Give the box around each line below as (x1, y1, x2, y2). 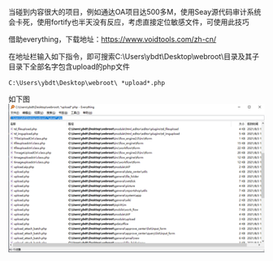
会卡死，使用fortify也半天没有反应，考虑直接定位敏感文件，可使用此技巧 (8, 17, 249, 27)
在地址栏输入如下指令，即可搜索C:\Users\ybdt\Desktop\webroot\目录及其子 (8, 52, 260, 61)
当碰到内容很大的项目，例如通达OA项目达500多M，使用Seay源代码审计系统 (8, 7, 262, 16)
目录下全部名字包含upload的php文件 (8, 62, 130, 71)
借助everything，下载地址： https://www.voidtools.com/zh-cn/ (8, 35, 217, 44)
